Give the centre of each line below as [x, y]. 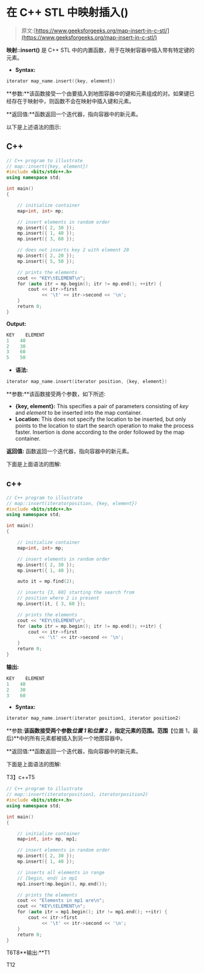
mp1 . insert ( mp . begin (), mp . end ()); [62, 884]
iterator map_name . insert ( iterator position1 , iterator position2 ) [94, 718]
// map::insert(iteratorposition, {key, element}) [72, 503]
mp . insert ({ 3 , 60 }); [46, 239]
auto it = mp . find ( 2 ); [46, 581]
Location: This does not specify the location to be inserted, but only [100, 419]
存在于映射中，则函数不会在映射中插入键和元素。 [73, 101]
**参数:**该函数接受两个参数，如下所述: [56, 394]
